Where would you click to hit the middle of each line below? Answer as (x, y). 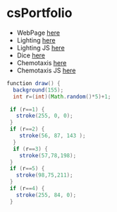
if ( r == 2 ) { (27, 129)
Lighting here (36, 40)
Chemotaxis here (42, 62)
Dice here (31, 55)
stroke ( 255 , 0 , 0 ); (44, 116)
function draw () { (33, 83)
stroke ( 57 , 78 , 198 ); (48, 155)
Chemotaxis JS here (46, 70)
